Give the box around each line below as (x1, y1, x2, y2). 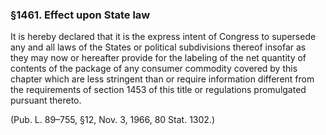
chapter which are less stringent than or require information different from (10, 73, 315, 85)
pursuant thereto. (10, 94, 82, 107)
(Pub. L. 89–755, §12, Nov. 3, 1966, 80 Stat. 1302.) (10, 114, 216, 126)
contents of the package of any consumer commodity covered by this (10, 63, 298, 75)
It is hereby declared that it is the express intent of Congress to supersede (10, 31, 317, 43)
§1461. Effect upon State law (10, 8, 151, 22)
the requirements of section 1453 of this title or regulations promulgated (10, 84, 307, 96)
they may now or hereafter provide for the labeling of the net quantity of (10, 52, 307, 64)
